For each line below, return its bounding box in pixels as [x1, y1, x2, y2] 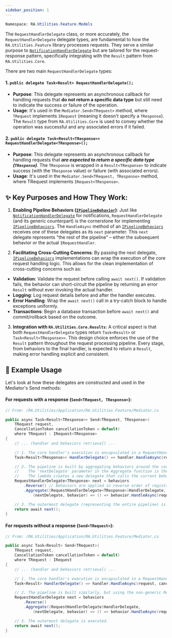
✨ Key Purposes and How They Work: [5, 193, 128, 202]
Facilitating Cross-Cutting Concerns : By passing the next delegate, [12, 249, 157, 256]
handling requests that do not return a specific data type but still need [12, 96, 162, 102]
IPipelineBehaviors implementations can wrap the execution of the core [12, 254, 166, 261]
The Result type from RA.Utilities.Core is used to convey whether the [12, 118, 163, 124]
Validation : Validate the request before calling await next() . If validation [12, 275, 166, 282]
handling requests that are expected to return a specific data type [12, 157, 155, 163]
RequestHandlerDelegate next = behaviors [14, 595, 104, 600]
